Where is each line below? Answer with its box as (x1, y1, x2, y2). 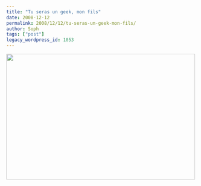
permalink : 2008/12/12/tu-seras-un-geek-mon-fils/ (6, 20, 136, 26)
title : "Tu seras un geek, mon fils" (6, 8, 101, 15)
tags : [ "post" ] (6, 31, 45, 37)
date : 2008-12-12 (6, 14, 50, 21)
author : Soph (6, 25, 39, 32)
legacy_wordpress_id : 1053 (6, 37, 74, 43)
